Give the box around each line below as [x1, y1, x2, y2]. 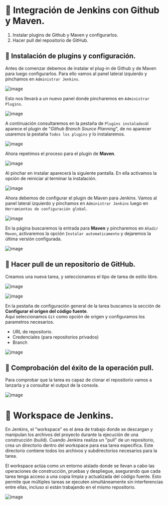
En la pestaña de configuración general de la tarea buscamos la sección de [5, 303, 161, 309]
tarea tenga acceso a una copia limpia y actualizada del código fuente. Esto [5, 473, 161, 480]
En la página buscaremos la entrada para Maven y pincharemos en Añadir [5, 225, 158, 231]
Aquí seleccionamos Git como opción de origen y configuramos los [5, 313, 145, 319]
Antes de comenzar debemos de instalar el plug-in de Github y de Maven [5, 65, 156, 71]
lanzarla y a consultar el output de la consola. [5, 382, 99, 388]
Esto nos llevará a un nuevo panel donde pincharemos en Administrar [5, 95, 149, 101]
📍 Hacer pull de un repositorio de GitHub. [5, 260, 136, 269]
